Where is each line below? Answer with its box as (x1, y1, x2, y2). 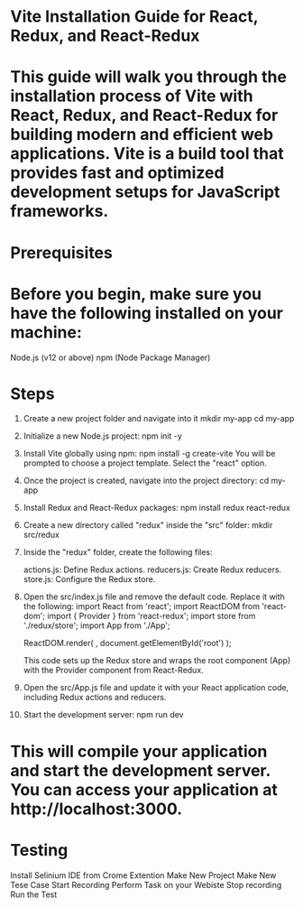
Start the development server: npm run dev (23, 709, 184, 720)
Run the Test (10, 889, 58, 900)
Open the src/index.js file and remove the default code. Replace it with (23, 591, 285, 602)
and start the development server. (10, 760, 271, 781)
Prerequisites (10, 242, 114, 263)
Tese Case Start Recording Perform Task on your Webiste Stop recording (10, 879, 282, 890)
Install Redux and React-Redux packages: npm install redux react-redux (23, 503, 291, 514)
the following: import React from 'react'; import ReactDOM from (23, 601, 261, 612)
